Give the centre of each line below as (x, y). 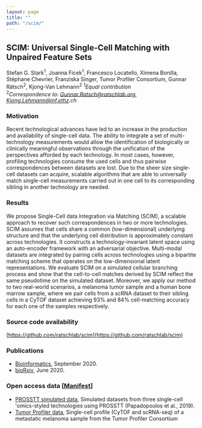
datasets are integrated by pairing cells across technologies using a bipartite (101, 254)
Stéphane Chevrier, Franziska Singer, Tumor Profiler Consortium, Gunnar (96, 79)
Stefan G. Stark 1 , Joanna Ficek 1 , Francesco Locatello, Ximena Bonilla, (92, 72)
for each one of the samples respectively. (58, 306)
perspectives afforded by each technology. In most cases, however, (90, 155)
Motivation (23, 116)
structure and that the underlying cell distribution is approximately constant (99, 235)
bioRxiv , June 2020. (40, 370)
